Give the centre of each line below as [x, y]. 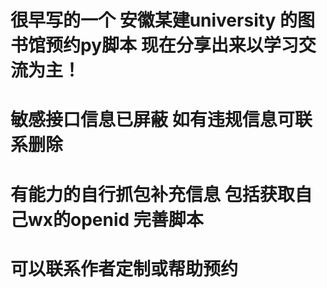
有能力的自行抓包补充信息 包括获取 [152, 194]
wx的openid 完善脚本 [116, 219]
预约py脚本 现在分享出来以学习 [172, 45]
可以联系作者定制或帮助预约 [124, 268]
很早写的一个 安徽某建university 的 [154, 20]
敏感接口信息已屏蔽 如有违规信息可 [152, 120]
